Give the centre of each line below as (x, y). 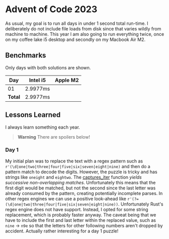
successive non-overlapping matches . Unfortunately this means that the (80, 182)
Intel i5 (38, 80)
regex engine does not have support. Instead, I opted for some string (77, 209)
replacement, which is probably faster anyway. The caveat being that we (81, 215)
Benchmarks (26, 55)
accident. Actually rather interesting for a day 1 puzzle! (62, 231)
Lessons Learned (33, 115)
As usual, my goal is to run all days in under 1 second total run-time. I (77, 23)
